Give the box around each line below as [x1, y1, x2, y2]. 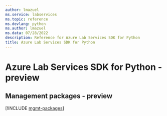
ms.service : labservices [5, 12, 57, 17]
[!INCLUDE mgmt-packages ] [5, 105, 64, 111]
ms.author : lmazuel [5, 26, 46, 31]
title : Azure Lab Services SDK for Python [5, 40, 95, 45]
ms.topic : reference [5, 16, 49, 21]
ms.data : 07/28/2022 [5, 30, 49, 35]
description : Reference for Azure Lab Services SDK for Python [5, 35, 140, 40]
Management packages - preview [5, 92, 113, 100]
